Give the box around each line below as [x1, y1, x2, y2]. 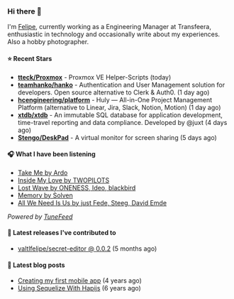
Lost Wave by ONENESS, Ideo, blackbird [17, 183, 136, 192]
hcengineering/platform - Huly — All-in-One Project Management [17, 95, 213, 104]
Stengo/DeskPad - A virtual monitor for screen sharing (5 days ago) [17, 133, 218, 141]
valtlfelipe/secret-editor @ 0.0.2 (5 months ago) [17, 244, 157, 253]
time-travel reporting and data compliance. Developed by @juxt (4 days [17, 118, 228, 126]
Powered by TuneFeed [7, 212, 73, 221]
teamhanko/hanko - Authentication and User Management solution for [17, 80, 225, 89]
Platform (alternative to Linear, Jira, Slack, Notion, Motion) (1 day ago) [17, 103, 221, 112]
